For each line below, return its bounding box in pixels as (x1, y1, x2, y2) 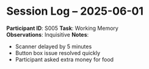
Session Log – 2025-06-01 (6, 4, 144, 18)
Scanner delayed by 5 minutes (15, 43, 92, 50)
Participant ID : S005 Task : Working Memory (6, 24, 119, 32)
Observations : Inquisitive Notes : (6, 31, 89, 38)
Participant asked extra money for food (15, 56, 114, 63)
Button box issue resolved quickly (15, 49, 101, 56)
